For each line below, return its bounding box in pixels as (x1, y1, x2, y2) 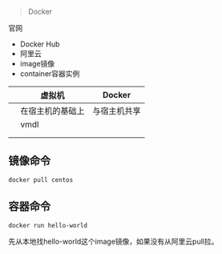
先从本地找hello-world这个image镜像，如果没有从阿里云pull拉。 (8, 236, 219, 246)
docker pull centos (8, 175, 74, 183)
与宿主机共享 (92, 106, 142, 116)
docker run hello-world (8, 221, 88, 229)
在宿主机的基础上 (20, 106, 86, 116)
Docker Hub (19, 39, 60, 49)
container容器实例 (19, 69, 80, 79)
